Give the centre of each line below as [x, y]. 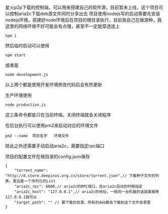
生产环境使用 [18, 95]
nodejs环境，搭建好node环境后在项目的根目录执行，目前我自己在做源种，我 [83, 20]
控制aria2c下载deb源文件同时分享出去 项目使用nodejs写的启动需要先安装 [85, 14]
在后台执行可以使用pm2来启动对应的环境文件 [52, 125]
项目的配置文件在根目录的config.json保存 [48, 156]
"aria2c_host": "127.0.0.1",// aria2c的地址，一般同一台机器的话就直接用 [87, 192]
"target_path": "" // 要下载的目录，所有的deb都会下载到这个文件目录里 [82, 202]
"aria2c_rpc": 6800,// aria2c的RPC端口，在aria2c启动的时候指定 [78, 186]
